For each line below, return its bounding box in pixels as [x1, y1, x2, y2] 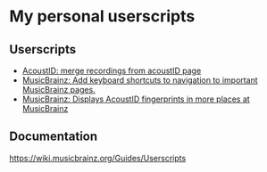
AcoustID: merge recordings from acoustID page [21, 65, 202, 76]
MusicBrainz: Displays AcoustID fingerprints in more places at [21, 94, 250, 104]
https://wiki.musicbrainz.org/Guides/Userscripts [9, 152, 187, 163]
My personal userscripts [9, 6, 196, 27]
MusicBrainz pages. [21, 85, 96, 94]
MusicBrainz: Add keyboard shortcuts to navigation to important [21, 75, 258, 86]
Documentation [9, 129, 98, 144]
